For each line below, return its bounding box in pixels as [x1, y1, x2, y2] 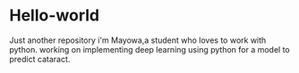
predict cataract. [9, 53, 71, 64]
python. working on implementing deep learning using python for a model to [9, 44, 290, 54]
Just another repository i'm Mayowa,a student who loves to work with [9, 35, 267, 45]
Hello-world [9, 5, 100, 26]
